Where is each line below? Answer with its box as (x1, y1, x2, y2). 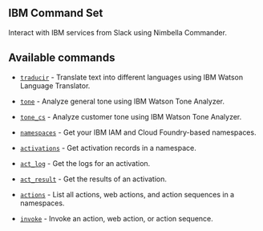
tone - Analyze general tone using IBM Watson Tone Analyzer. (19, 96, 225, 106)
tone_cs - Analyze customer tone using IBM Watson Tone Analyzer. (19, 111, 242, 121)
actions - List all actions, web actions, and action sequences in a (19, 189, 235, 199)
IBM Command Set (8, 6, 103, 20)
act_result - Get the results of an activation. (19, 174, 167, 184)
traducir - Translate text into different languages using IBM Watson (19, 72, 244, 82)
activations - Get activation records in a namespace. (19, 143, 196, 152)
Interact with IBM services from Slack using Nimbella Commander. (8, 27, 227, 37)
